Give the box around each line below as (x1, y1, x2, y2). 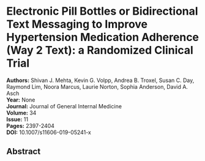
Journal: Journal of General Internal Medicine (6, 102, 122, 110)
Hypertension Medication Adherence (6, 31, 199, 44)
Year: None (6, 96, 35, 103)
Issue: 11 (6, 115, 29, 123)
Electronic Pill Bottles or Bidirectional (6, 4, 198, 18)
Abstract (6, 146, 41, 157)
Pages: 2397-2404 (6, 122, 55, 129)
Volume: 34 (6, 109, 37, 116)
